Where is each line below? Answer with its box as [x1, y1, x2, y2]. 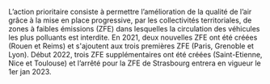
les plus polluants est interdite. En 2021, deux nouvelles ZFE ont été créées [8, 32, 258, 42]
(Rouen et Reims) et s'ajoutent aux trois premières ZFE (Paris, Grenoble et [8, 41, 255, 51]
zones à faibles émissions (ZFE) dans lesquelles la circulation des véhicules [8, 24, 260, 33]
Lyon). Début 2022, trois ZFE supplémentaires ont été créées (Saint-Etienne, [8, 50, 263, 59]
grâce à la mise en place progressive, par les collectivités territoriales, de [8, 15, 252, 25]
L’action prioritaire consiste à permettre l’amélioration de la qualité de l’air [8, 7, 252, 16]
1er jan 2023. [8, 67, 52, 76]
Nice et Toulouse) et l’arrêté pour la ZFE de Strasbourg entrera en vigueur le [8, 58, 261, 68]
